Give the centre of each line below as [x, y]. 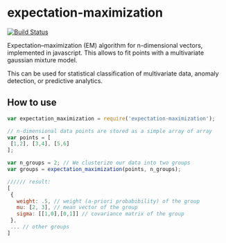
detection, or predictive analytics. [55, 80]
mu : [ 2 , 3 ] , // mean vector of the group [77, 208]
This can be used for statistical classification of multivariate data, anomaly [113, 73]
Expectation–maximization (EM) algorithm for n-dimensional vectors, [105, 45]
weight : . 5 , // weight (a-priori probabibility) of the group [108, 201]
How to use [32, 103]
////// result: [29, 181]
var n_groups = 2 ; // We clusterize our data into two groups [99, 163]
